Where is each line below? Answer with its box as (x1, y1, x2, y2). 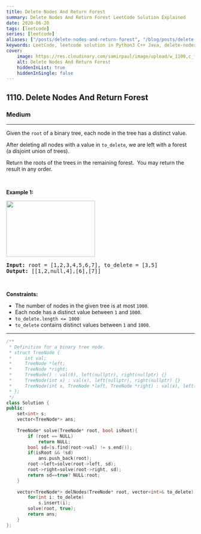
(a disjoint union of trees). (6, 147, 70, 155)
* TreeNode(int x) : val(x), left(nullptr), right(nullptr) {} (8, 378, 181, 384)
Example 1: (6, 188, 34, 195)
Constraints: (6, 290, 38, 297)
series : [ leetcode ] (6, 31, 55, 37)
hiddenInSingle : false (17, 70, 74, 76)
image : (17, 53, 33, 59)
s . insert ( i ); (38, 500, 71, 506)
